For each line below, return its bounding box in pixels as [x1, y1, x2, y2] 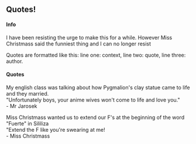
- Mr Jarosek [6, 102, 37, 110]
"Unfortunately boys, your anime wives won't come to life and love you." [6, 96, 180, 103]
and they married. [6, 90, 49, 97]
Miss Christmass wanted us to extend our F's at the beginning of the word [6, 114, 185, 121]
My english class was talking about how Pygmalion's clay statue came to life [6, 84, 190, 91]
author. [6, 58, 23, 65]
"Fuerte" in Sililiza [6, 120, 49, 127]
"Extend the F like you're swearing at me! [6, 126, 105, 133]
